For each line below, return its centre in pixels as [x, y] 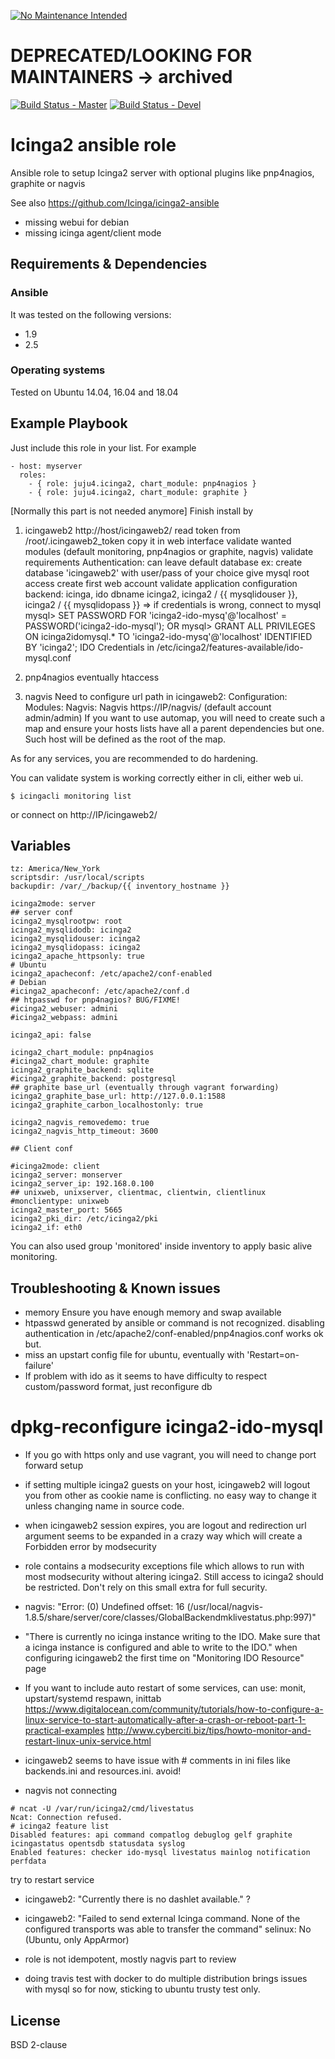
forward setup [54, 1466]
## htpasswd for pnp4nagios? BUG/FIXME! [96, 1000]
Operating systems [58, 370]
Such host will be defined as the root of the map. [125, 739]
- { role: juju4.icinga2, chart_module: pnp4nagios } [142, 483]
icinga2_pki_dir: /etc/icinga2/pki [84, 1219]
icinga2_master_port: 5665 [66, 1210]
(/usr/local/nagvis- [225, 1607]
